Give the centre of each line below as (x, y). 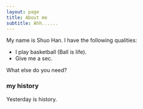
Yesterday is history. (32, 99)
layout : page (23, 12)
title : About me (27, 18)
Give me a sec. (34, 59)
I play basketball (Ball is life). (51, 52)
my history (23, 86)
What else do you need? (37, 70)
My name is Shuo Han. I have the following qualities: (72, 41)
